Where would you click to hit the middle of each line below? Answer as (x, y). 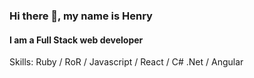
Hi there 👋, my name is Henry (81, 16)
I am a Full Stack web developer (76, 40)
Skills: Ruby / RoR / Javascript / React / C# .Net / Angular (126, 62)
